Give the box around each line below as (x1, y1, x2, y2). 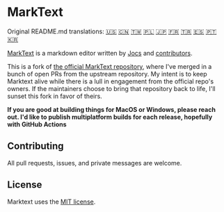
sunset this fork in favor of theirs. (7, 92, 102, 100)
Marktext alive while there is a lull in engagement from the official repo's (7, 77, 214, 85)
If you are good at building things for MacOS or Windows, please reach (7, 105, 216, 113)
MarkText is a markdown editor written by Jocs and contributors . (7, 49, 193, 57)
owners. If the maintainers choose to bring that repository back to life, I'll (7, 84, 216, 92)
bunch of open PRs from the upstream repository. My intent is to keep (7, 70, 207, 78)
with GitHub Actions (7, 120, 67, 129)
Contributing (7, 140, 64, 152)
